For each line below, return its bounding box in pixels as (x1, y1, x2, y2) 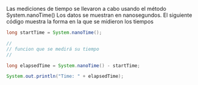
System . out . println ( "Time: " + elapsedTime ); (6, 74, 124, 80)
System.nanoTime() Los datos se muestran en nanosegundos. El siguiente (6, 11, 193, 19)
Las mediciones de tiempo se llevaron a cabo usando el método (6, 5, 166, 12)
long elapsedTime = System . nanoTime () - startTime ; (6, 63, 140, 69)
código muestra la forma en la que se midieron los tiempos (6, 18, 154, 25)
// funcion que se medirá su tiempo (6, 46, 99, 52)
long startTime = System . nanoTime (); (6, 30, 102, 36)
